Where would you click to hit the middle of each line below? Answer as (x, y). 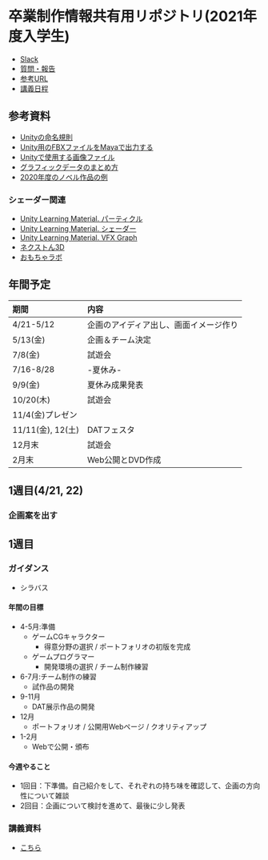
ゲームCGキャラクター (68, 637)
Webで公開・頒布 (60, 747)
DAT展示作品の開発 (63, 707)
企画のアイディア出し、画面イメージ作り (162, 325)
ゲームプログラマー (63, 657)
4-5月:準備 (38, 627)
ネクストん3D (42, 247)
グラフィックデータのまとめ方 (69, 167)
